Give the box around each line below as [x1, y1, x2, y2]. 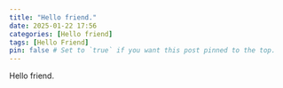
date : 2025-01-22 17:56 [9, 21, 98, 30]
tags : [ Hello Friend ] [9, 37, 90, 47]
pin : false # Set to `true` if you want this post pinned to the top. [9, 46, 276, 55]
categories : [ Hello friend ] [9, 29, 114, 38]
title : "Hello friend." [9, 12, 98, 22]
